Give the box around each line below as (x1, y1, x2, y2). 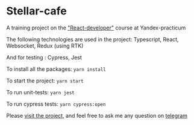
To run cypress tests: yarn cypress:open (6, 100, 106, 108)
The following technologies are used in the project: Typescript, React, (6, 35, 179, 43)
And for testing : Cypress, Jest (6, 53, 83, 61)
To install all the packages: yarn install (6, 65, 107, 73)
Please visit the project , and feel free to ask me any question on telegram (6, 112, 188, 119)
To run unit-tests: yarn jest (6, 88, 75, 96)
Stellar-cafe (6, 4, 67, 18)
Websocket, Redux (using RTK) (6, 42, 84, 49)
